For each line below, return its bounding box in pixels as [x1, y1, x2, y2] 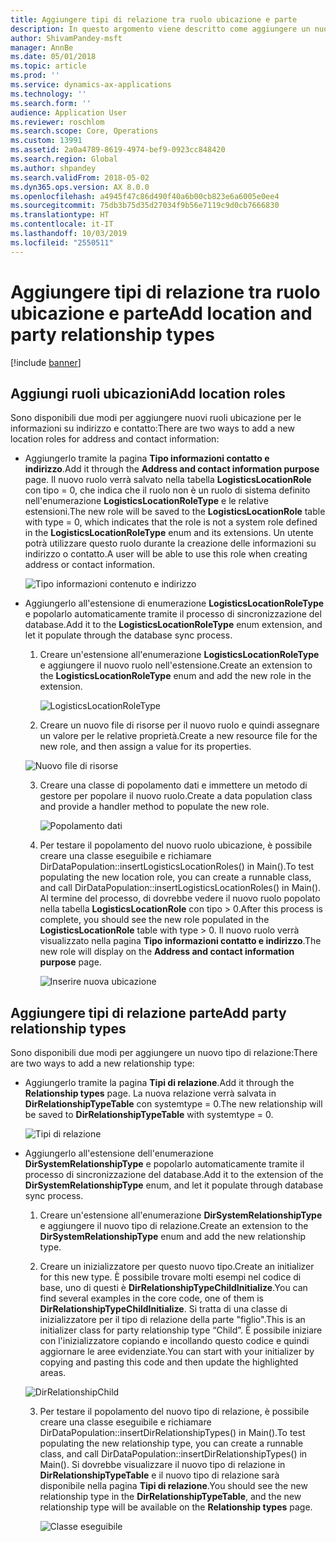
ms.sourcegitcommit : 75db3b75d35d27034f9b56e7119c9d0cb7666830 [10, 201, 280, 211]
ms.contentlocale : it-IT [10, 219, 114, 230]
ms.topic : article [10, 61, 87, 71]
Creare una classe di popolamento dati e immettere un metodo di [39, 779, 308, 791]
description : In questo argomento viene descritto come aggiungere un [10, 24, 311, 34]
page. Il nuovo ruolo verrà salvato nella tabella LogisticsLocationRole [24, 474, 312, 486]
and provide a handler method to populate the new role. [39, 801, 270, 813]
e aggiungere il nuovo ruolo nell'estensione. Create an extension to [39, 659, 313, 671]
